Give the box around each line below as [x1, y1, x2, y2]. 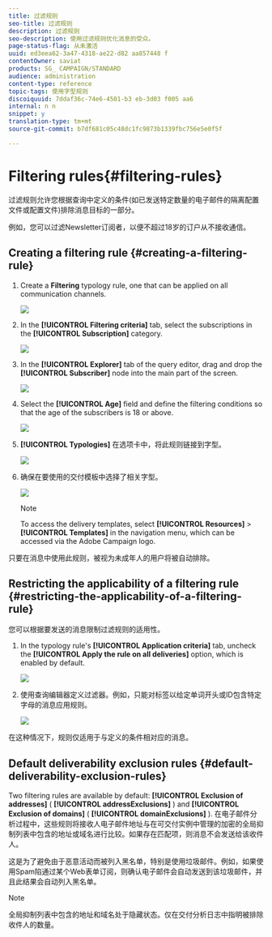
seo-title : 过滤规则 [8, 19, 73, 28]
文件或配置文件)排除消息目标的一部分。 [8, 204, 139, 215]
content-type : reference [8, 79, 92, 88]
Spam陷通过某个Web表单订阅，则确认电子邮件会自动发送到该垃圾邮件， [15, 866, 256, 876]
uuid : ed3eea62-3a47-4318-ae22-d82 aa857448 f [8, 49, 168, 58]
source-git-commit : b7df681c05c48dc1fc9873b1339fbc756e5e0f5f [8, 125, 223, 133]
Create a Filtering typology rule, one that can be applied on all [19, 280, 228, 290]
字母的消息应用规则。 [19, 700, 91, 710]
